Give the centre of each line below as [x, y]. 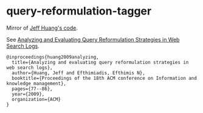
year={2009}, [28, 94]
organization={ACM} [36, 99]
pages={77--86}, [32, 89]
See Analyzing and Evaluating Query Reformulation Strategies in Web [93, 39]
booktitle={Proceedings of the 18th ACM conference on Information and [105, 78]
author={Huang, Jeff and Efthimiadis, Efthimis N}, [79, 73]
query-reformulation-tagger [79, 11]
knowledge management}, [36, 83]
